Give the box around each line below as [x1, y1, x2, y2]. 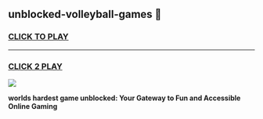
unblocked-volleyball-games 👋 [8, 8, 162, 21]
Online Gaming [8, 101, 58, 110]
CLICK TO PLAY [8, 31, 69, 42]
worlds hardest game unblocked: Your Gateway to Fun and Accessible [8, 93, 241, 103]
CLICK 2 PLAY [8, 60, 63, 71]
